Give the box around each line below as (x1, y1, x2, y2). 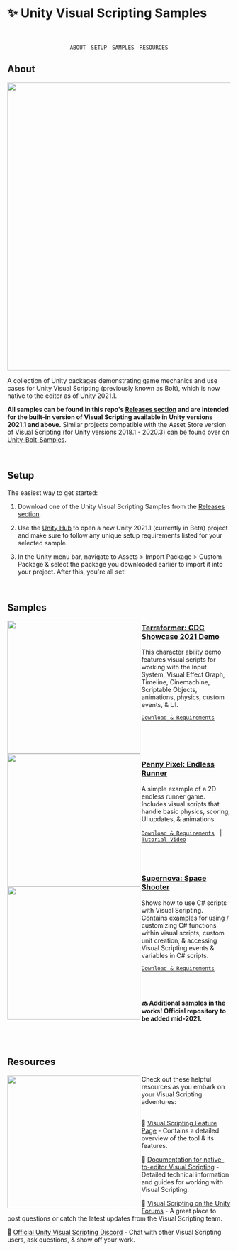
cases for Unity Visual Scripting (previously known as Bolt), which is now (7, 384, 220, 392)
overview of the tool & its (141, 1133, 215, 1142)
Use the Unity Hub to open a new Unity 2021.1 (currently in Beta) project (17, 523, 228, 532)
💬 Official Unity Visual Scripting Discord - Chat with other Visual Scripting (7, 1228, 222, 1236)
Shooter (141, 882, 170, 892)
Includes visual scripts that (141, 799, 220, 808)
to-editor (141, 1162, 168, 1171)
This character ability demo (141, 647, 222, 657)
